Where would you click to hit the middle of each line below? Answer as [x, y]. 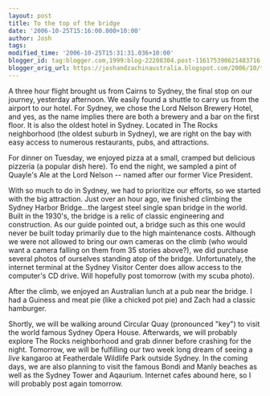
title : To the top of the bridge [64, 23]
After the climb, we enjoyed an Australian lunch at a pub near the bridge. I [130, 291]
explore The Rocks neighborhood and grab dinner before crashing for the [130, 341]
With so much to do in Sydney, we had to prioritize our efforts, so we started [135, 190]
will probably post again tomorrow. [65, 383]
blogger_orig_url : [39, 68]
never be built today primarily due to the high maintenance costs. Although [132, 233]
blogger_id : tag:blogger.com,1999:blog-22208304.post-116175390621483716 [135, 61]
